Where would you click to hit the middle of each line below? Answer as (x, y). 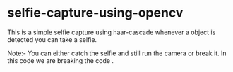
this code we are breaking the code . (61, 60)
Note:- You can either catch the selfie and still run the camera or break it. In (117, 53)
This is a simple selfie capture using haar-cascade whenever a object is (112, 32)
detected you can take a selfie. (52, 39)
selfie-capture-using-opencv (95, 13)
